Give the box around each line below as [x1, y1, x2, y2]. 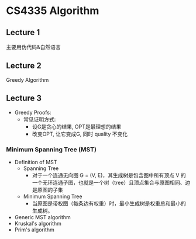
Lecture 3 [6, 93, 42, 103]
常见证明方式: [23, 116, 56, 123]
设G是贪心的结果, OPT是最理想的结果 [32, 123, 122, 130]
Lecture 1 [6, 27, 40, 37]
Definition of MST [14, 158, 57, 165]
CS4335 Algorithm [6, 4, 99, 18]
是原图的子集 [32, 186, 63, 193]
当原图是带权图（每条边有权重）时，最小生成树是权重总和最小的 [32, 200, 186, 207]
